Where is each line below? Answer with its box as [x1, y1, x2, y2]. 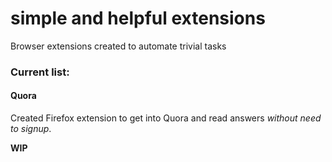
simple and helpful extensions [10, 7, 266, 30]
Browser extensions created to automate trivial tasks [10, 40, 227, 52]
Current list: [10, 65, 70, 79]
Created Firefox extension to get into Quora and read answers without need [10, 112, 322, 124]
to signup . [10, 123, 52, 135]
